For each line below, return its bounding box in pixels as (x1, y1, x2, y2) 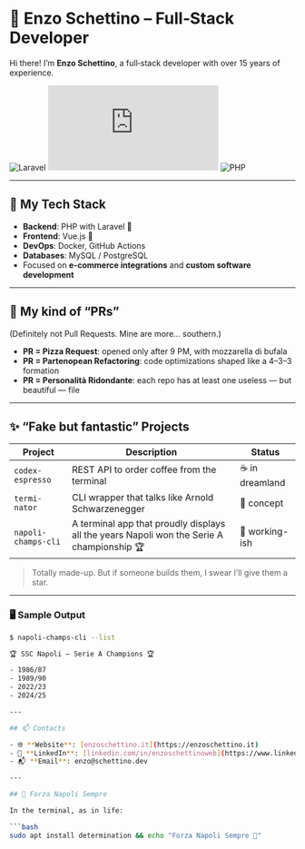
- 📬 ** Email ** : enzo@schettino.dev (9, 757, 148, 766)
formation (22, 365, 60, 376)
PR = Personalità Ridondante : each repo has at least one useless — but (22, 374, 292, 385)
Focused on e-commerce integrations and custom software (22, 259, 251, 271)
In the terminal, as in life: (9, 806, 124, 815)
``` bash (9, 822, 39, 832)
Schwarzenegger (71, 503, 145, 516)
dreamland (239, 477, 286, 489)
